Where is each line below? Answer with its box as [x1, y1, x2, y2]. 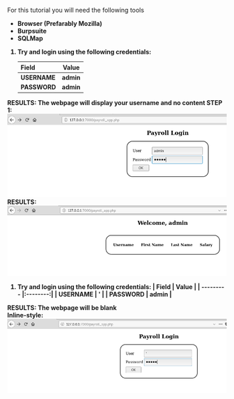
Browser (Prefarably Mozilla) [17, 19, 102, 27]
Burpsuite [17, 27, 47, 35]
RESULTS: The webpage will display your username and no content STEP [7, 98, 223, 107]
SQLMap [17, 34, 43, 42]
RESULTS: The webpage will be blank [7, 304, 117, 312]
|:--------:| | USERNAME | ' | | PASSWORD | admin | [22, 290, 172, 299]
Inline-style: [7, 311, 44, 320]
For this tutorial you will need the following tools [7, 6, 145, 14]
